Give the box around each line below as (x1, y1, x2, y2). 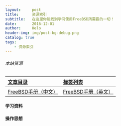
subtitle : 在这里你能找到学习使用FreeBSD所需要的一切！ (5, 16, 115, 21)
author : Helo (5, 26, 41, 31)
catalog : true (5, 35, 35, 40)
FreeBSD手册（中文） (7, 88, 58, 95)
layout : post (5, 7, 41, 12)
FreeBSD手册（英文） (63, 88, 114, 95)
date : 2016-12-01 (5, 21, 55, 26)
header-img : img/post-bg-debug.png (5, 30, 79, 35)
